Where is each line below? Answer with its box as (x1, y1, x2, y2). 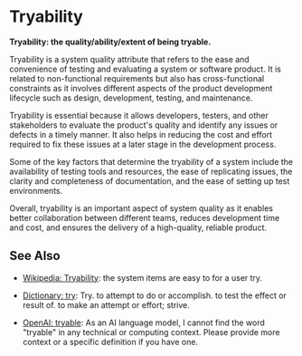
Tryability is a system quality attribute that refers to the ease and (9, 53, 250, 64)
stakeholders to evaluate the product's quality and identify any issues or (9, 120, 278, 130)
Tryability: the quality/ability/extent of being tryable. (9, 36, 212, 47)
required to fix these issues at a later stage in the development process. (9, 139, 277, 149)
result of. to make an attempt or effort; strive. (22, 299, 190, 310)
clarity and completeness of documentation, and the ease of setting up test (9, 175, 290, 187)
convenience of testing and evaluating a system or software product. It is (9, 63, 282, 74)
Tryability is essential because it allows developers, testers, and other (9, 110, 269, 120)
